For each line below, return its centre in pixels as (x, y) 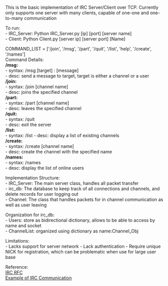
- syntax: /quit (20, 119)
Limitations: (17, 241)
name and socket (23, 226)
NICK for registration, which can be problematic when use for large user (81, 252)
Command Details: (25, 60)
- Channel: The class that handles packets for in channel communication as (84, 199)
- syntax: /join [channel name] (37, 87)
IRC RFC (14, 272)
